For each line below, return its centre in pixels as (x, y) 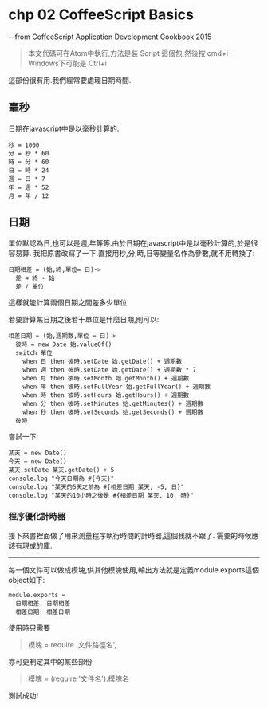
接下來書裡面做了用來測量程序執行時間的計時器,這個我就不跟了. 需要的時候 (130, 535)
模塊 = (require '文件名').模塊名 (79, 678)
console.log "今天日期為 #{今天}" (61, 478)
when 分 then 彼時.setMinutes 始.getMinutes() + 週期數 (113, 403)
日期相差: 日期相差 (43, 604)
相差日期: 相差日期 (43, 612)
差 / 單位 (30, 286)
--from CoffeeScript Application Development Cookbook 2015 (110, 37)
